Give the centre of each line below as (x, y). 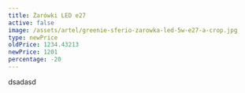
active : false (32, 23)
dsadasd (22, 82)
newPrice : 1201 (33, 52)
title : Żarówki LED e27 (47, 15)
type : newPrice (33, 37)
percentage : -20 (35, 60)
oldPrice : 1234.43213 (44, 45)
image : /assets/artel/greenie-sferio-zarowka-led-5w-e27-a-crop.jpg (123, 30)
